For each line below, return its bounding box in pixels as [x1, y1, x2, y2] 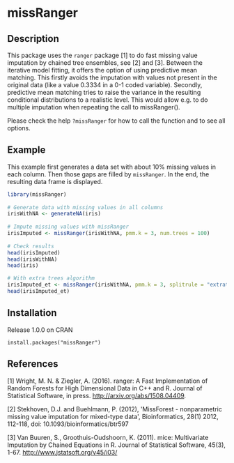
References [7, 358, 58, 370]
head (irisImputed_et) [7, 288, 70, 295]
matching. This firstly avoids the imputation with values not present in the [7, 73, 218, 82]
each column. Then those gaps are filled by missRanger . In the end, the [7, 169, 210, 179]
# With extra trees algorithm [7, 275, 95, 282]
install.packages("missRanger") [7, 339, 101, 346]
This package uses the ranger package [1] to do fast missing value [7, 51, 198, 59]
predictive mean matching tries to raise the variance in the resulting [7, 89, 201, 96]
